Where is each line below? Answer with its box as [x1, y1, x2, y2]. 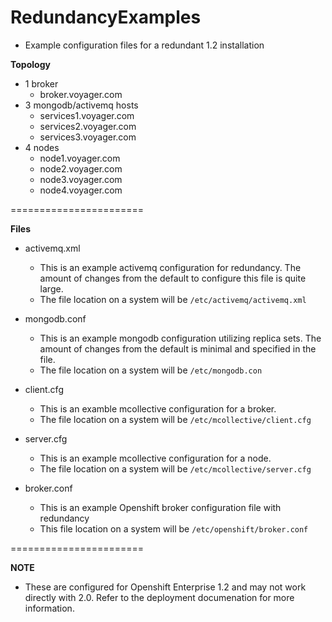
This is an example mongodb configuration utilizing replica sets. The [39, 332, 322, 344]
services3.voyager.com [39, 131, 137, 143]
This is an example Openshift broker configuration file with [39, 501, 282, 513]
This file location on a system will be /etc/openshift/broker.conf [39, 522, 309, 535]
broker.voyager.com [39, 88, 123, 100]
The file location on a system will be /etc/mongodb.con [39, 364, 263, 376]
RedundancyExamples [10, 6, 202, 29]
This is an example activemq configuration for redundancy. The [39, 261, 302, 273]
